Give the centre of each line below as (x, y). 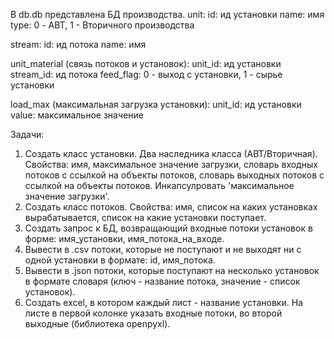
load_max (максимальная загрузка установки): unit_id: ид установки (156, 104)
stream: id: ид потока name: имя (78, 44)
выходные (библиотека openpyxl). (97, 323)
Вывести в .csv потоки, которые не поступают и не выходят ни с (163, 249)
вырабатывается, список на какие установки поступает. (145, 217)
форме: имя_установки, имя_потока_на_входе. (124, 238)
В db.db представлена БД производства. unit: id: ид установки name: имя (167, 14)
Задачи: (27, 134)
